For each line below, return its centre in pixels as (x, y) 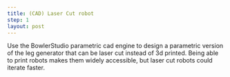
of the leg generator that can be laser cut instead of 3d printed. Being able (113, 53)
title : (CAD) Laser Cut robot (51, 13)
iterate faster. (26, 68)
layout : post (26, 26)
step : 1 (18, 20)
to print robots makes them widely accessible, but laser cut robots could (110, 60)
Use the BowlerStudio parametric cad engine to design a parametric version (115, 46)
